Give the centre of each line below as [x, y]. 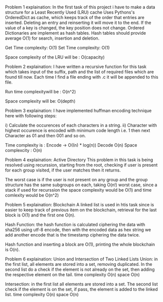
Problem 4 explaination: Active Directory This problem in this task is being [79, 160]
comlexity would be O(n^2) [32, 195]
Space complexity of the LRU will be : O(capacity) [55, 57]
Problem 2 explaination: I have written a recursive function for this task [76, 66]
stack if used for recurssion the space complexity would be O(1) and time [78, 190]
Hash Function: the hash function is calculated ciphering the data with [75, 225]
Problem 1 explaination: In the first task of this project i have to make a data [80, 7]
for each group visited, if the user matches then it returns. [63, 170]
